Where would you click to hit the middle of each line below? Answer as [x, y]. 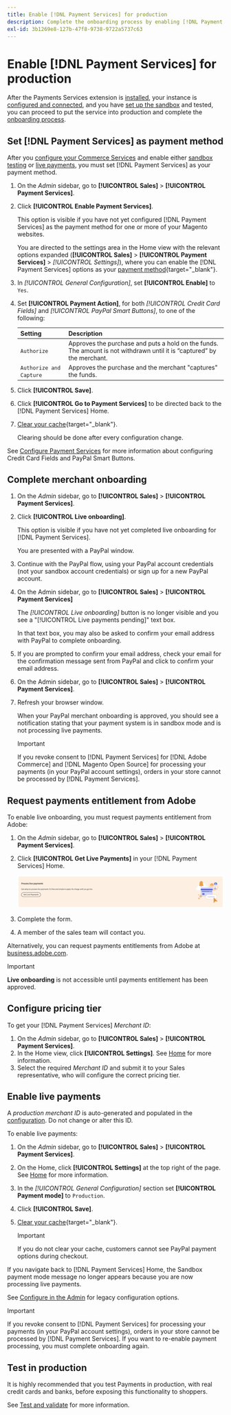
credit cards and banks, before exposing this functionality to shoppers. [108, 1392]
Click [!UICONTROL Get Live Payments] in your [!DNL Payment [107, 858]
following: [31, 318]
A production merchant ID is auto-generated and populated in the [100, 1113]
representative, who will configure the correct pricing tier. [99, 1075]
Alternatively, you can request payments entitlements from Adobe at [104, 945]
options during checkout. [53, 1256]
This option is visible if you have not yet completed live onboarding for [117, 530]
